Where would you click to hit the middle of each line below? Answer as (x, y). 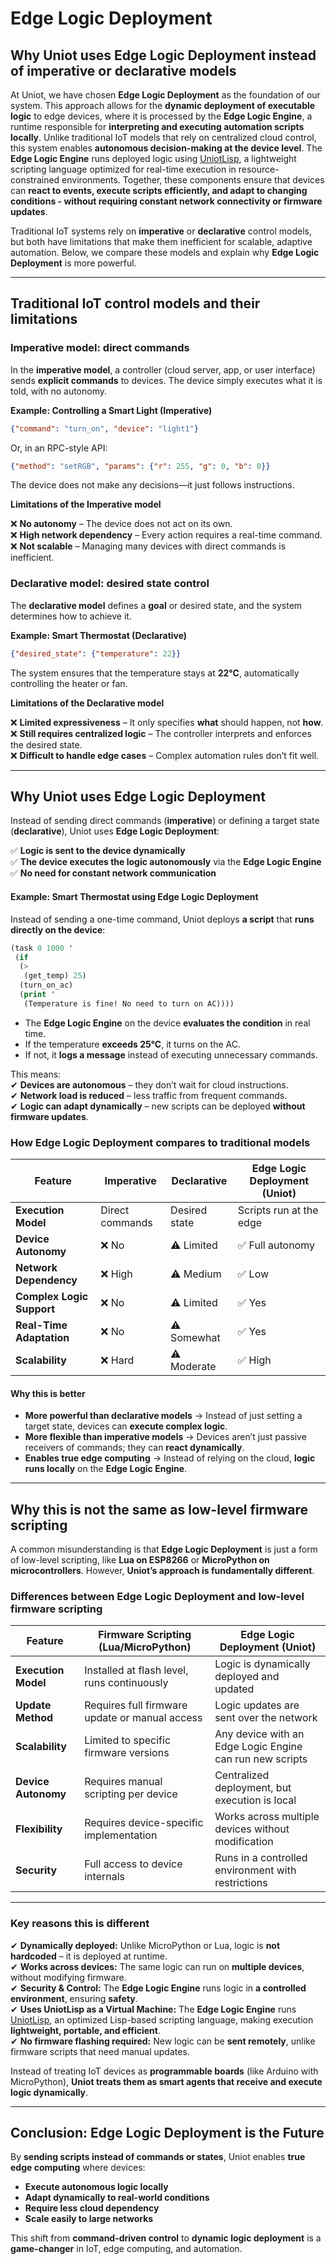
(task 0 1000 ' (42, 948)
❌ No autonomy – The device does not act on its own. (121, 524)
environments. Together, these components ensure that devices (193, 180)
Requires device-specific (144, 1823)
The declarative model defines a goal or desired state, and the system (156, 605)
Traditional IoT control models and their (135, 303)
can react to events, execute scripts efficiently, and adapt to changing (159, 190)
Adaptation (42, 1338)
